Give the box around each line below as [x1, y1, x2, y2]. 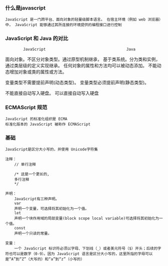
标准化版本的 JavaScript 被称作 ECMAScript [5, 121, 91, 126]
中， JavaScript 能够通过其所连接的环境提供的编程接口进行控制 [5, 23, 122, 28]
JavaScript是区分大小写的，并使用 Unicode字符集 [5, 147, 98, 152]
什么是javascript [5, 4, 46, 11]
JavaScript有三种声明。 [14, 197, 59, 202]
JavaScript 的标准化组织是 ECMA [5, 116, 68, 121]
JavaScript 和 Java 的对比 [5, 35, 69, 42]
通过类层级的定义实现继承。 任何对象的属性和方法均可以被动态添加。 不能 [5, 62, 157, 68]
